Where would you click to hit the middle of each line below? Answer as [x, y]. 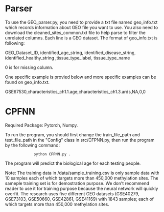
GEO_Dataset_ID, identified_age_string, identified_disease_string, [70, 53]
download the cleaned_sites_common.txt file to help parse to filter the [75, 32]
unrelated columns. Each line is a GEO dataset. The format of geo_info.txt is [81, 38]
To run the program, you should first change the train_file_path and [73, 135]
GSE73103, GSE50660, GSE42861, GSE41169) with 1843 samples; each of [80, 199]
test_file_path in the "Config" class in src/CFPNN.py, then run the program [80, 140]
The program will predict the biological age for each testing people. [73, 163]
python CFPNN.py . [52, 154]
